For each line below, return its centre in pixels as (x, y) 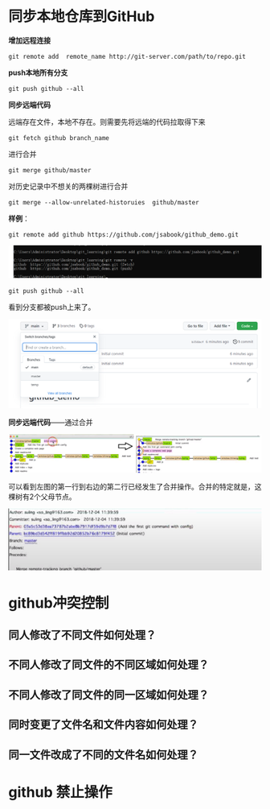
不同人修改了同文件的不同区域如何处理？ (108, 665)
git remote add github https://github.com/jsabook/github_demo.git (124, 234)
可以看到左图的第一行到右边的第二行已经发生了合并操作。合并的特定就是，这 (135, 487)
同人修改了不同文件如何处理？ (82, 635)
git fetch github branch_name (59, 138)
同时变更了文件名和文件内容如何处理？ (103, 725)
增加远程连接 (29, 40)
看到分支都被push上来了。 (52, 308)
